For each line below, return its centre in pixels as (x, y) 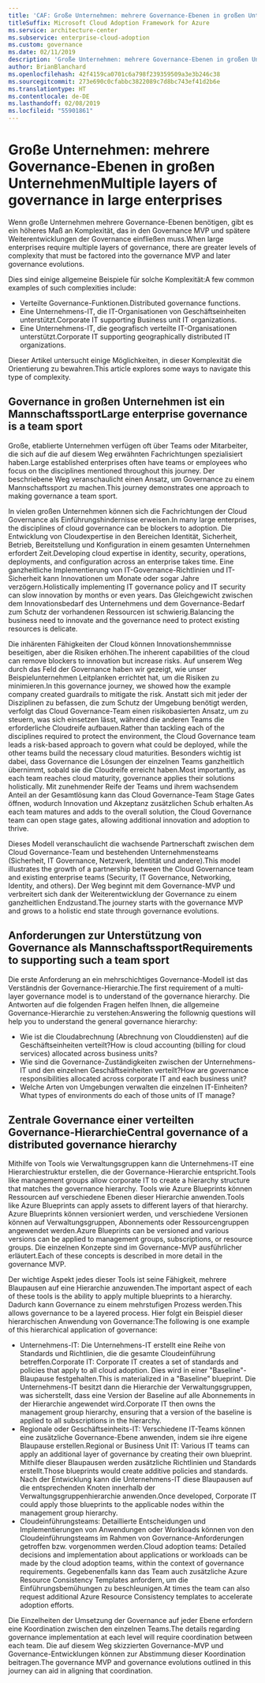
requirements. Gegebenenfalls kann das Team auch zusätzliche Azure (133, 1572)
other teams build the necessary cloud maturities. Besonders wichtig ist (125, 753)
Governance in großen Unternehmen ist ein (117, 402)
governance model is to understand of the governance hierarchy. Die (138, 996)
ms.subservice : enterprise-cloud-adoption (79, 37)
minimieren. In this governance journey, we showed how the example (119, 686)
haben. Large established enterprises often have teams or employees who (128, 462)
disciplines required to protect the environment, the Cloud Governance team (132, 736)
